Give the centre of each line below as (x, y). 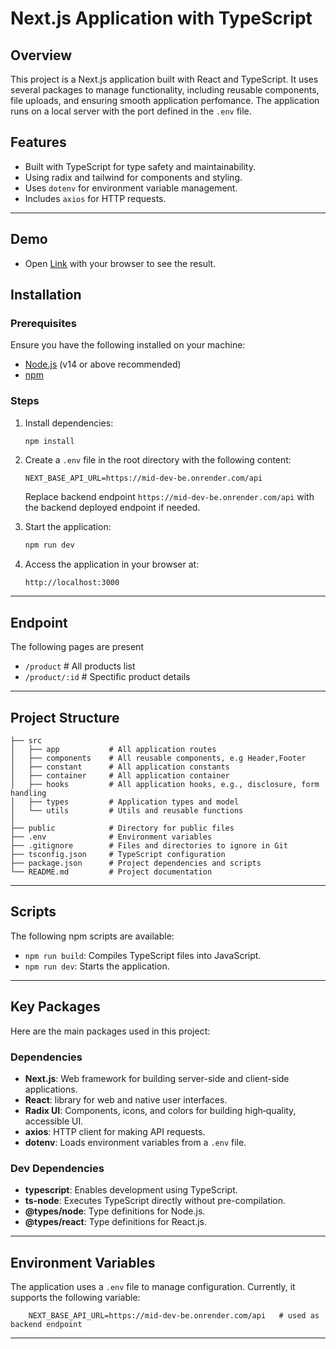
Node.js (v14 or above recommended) (103, 364)
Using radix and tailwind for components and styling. (133, 177)
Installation (46, 295)
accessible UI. (54, 1121)
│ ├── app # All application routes (113, 749)
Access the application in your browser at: (112, 564)
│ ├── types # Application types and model (125, 802)
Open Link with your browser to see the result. (120, 263)
